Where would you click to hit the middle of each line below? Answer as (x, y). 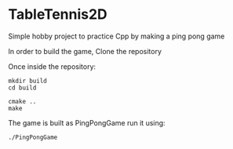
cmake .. (22, 101)
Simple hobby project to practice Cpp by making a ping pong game (116, 36)
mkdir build (27, 81)
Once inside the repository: (52, 66)
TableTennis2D (58, 15)
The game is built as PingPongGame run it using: (87, 122)
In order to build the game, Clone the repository (85, 51)
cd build (22, 88)
